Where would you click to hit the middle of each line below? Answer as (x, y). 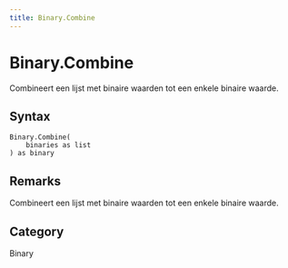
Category (37, 231)
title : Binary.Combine (52, 18)
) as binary (32, 154)
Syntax (30, 116)
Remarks (35, 181)
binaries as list (59, 145)
